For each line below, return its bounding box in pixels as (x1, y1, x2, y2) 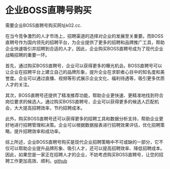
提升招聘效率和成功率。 (14, 128, 63, 134)
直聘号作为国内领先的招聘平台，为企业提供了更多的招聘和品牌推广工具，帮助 (5, 39, 165, 45)
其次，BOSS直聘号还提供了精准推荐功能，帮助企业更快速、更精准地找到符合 (5, 92, 163, 98)
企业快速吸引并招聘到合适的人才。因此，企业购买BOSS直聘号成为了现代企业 (5, 45, 163, 51)
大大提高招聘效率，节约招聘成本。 (14, 104, 85, 111)
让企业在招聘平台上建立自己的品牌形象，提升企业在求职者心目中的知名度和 (5, 69, 160, 75)
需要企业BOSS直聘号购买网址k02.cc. (5, 22, 82, 28)
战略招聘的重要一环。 (5, 51, 50, 58)
